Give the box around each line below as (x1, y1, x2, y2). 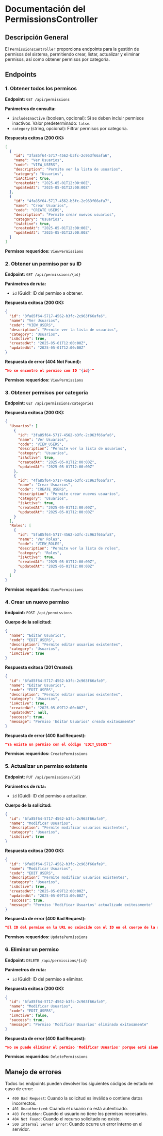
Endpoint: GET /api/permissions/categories (5, 400, 94, 406)
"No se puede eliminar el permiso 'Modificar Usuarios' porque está (5, 1045, 147, 1050)
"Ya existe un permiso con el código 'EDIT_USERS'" (5, 742, 112, 747)
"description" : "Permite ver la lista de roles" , (17, 546, 120, 551)
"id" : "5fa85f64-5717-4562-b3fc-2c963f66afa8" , (17, 532, 116, 537)
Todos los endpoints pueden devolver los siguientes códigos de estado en (5, 1080, 154, 1087)
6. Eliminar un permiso (5, 946, 59, 953)
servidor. (12, 1126, 30, 1132)
